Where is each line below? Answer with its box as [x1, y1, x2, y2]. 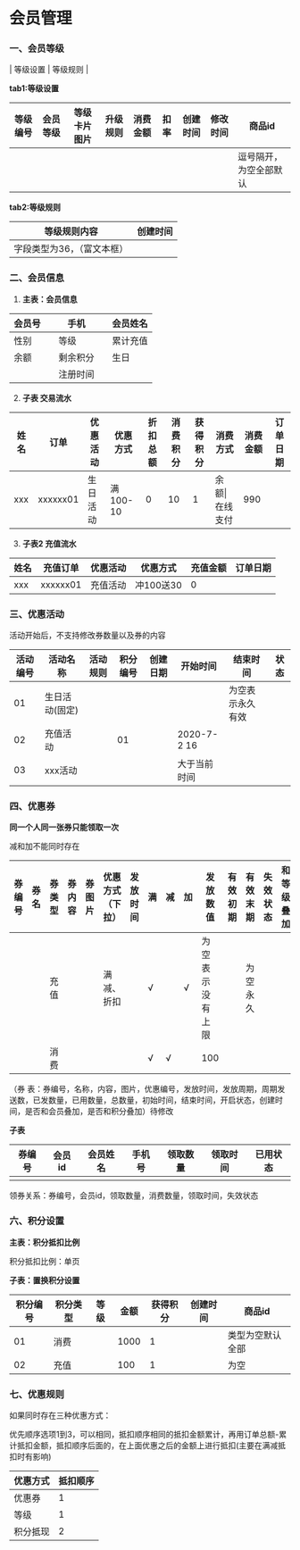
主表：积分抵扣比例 [9, 1237, 80, 1247]
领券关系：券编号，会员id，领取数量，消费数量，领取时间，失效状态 [9, 1190, 259, 1201]
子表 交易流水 [21, 392, 72, 403]
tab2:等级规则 [9, 202, 61, 212]
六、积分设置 [9, 1215, 65, 1228]
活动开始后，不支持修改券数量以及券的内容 [9, 630, 166, 641]
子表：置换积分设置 [9, 1274, 80, 1286]
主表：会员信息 [21, 294, 78, 304]
